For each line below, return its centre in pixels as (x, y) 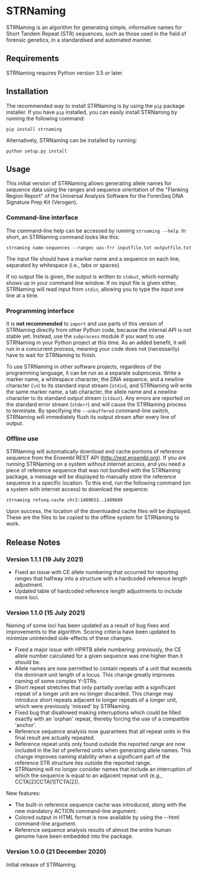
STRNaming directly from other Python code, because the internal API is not (99, 329)
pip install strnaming (34, 129)
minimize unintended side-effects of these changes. (69, 638)
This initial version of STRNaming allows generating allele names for (89, 183)
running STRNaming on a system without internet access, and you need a (96, 464)
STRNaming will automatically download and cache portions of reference (95, 452)
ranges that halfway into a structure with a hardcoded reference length (101, 578)
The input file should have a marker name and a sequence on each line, (93, 258)
